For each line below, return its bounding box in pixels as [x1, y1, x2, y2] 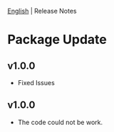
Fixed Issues [17, 79, 55, 87]
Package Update [7, 32, 107, 48]
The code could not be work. [17, 118, 103, 126]
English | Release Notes [7, 7, 77, 15]
